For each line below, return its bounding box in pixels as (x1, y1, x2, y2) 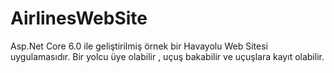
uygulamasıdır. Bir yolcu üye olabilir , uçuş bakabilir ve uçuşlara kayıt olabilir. (10, 50, 325, 62)
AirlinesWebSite (10, 7, 148, 30)
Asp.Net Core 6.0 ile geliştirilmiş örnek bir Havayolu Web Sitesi (10, 40, 268, 52)
